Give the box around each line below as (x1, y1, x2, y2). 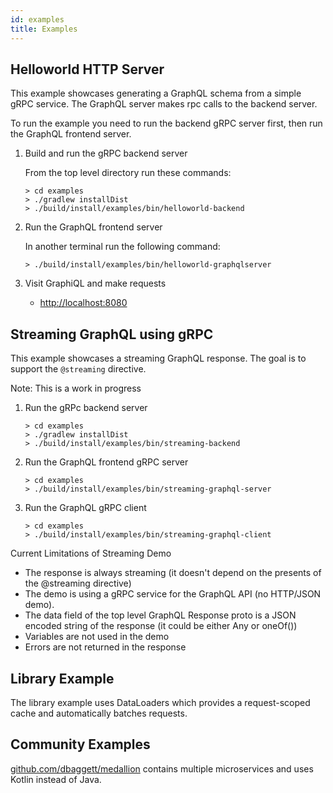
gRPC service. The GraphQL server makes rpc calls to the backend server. (10, 98, 318, 110)
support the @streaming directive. (10, 363, 147, 375)
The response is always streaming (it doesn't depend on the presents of (24, 567, 322, 579)
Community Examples (10, 736, 151, 753)
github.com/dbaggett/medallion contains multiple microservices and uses (10, 762, 314, 775)
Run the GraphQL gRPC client (24, 502, 147, 514)
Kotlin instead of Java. (10, 773, 102, 785)
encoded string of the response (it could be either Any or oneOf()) (24, 620, 298, 632)
